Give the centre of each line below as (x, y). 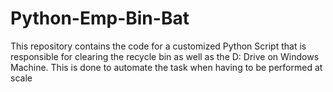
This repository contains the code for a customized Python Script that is (158, 46)
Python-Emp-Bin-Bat (100, 18)
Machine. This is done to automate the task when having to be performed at (166, 67)
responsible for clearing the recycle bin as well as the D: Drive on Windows (165, 56)
